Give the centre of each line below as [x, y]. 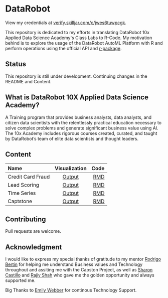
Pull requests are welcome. [33, 231]
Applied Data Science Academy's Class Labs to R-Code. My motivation [79, 38]
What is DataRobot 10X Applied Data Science [77, 98]
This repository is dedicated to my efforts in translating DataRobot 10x [77, 32]
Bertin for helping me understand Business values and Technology [74, 264]
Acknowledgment [34, 247]
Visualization [70, 169]
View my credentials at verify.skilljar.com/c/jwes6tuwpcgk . [66, 23]
